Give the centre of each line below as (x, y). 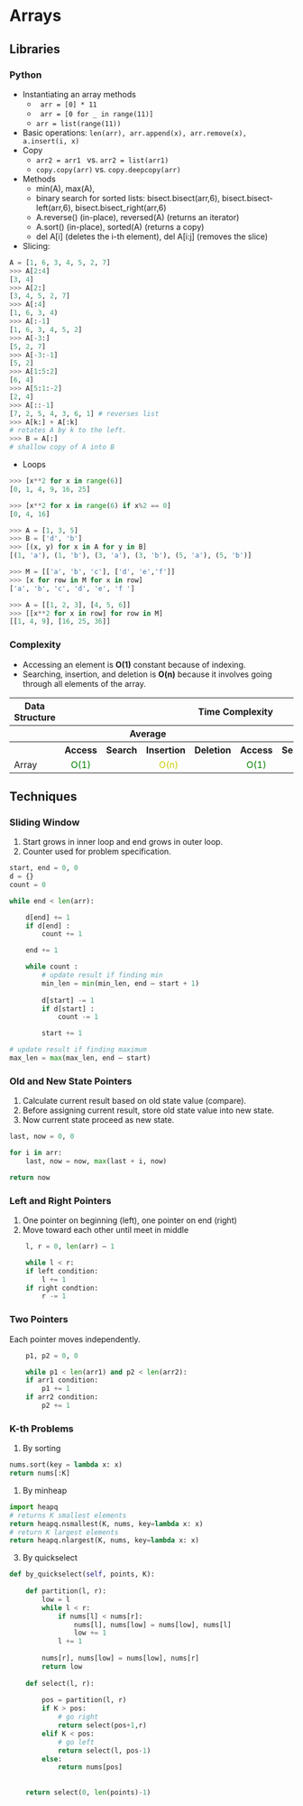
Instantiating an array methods (79, 94)
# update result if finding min (103, 976)
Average (148, 734)
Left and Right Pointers (60, 1200)
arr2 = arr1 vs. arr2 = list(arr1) (102, 160)
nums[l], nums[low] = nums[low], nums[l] (152, 1625)
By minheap (45, 1490)
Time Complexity (235, 711)
